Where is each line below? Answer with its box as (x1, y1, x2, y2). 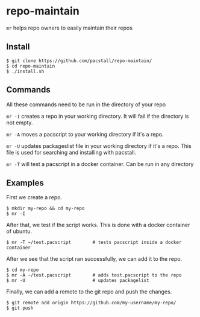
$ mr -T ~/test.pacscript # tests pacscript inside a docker (6, 240, 182, 246)
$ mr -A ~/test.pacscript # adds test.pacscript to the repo (6, 272, 182, 278)
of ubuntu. (6, 228, 32, 235)
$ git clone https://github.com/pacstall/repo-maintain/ (6, 57, 152, 64)
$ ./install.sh (6, 68, 45, 74)
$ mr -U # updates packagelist (6, 278, 149, 284)
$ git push (6, 305, 34, 312)
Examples (6, 178, 44, 188)
